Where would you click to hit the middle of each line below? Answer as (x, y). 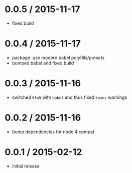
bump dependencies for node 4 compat (53, 132)
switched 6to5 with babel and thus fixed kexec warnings (70, 97)
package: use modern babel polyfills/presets (58, 57)
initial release (26, 166)
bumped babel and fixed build (43, 63)
